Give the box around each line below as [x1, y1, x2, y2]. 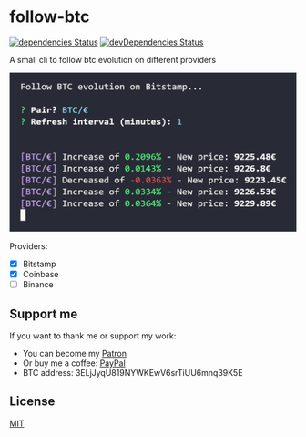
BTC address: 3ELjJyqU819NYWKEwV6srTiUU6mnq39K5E [22, 368, 243, 378]
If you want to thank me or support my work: [9, 330, 177, 341]
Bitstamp [22, 258, 56, 269]
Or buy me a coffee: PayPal [22, 358, 126, 369]
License [9, 394, 56, 410]
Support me [9, 306, 78, 321]
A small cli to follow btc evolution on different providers [9, 54, 217, 65]
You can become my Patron [22, 349, 127, 359]
